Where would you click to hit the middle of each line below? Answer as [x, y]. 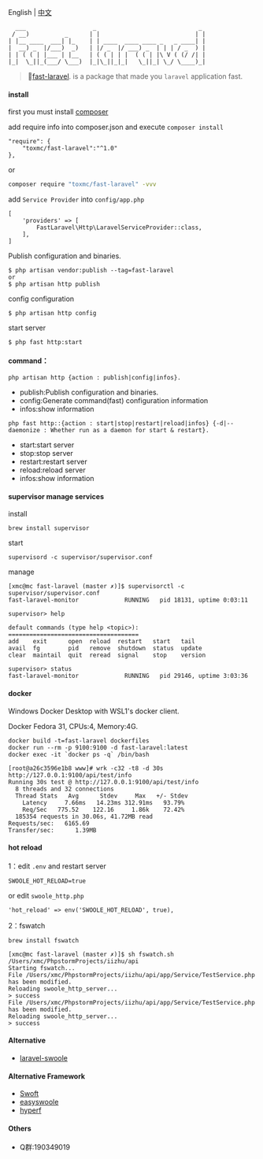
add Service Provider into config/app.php [76, 199]
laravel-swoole [44, 1058]
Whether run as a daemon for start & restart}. [130, 431]
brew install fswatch [44, 940]
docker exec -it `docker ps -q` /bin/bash [79, 754]
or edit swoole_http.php [46, 895]
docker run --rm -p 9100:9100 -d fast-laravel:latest [98, 747]
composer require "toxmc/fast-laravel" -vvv [82, 184]
